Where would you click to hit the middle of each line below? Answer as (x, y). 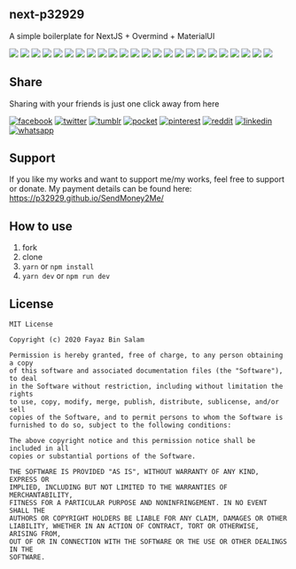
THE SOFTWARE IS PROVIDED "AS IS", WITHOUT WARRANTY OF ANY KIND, (134, 472)
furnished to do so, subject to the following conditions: (121, 425)
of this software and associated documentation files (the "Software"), (146, 371)
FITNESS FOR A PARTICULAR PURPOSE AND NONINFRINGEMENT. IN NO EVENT (138, 503)
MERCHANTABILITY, (41, 495)
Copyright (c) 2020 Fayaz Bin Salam (77, 340)
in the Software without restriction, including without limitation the (146, 387)
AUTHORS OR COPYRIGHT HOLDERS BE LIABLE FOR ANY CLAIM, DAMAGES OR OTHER (148, 518)
